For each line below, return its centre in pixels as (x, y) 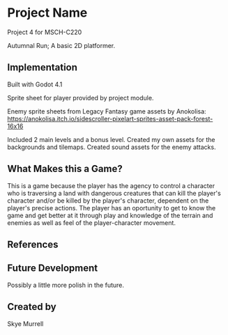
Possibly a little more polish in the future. (66, 285)
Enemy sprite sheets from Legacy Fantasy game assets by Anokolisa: (107, 111)
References (33, 244)
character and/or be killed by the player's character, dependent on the (108, 201)
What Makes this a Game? (65, 169)
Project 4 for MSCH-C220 (45, 32)
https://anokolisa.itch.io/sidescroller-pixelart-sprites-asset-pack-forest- (110, 118)
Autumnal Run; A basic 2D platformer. (61, 45)
